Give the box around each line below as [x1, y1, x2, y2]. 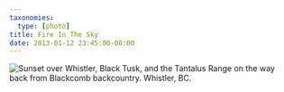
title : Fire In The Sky [9, 30, 99, 39]
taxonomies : [9, 13, 54, 23]
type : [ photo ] [17, 22, 70, 31]
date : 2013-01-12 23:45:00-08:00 [9, 38, 135, 48]
